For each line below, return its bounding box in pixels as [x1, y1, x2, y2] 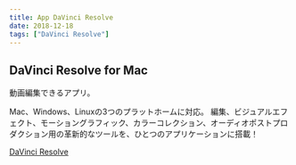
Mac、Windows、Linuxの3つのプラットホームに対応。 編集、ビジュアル [9, 106, 273, 117]
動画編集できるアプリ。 [9, 87, 95, 98]
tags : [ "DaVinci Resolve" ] [9, 29, 110, 38]
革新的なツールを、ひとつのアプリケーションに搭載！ [63, 128, 259, 139]
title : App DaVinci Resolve [9, 12, 114, 22]
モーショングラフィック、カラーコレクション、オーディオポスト [39, 118, 274, 128]
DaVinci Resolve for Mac [9, 62, 149, 78]
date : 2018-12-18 [9, 21, 74, 30]
